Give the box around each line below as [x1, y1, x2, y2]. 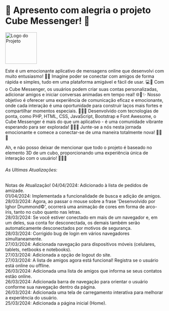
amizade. [5, 188, 24, 194]
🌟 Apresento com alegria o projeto [5, 5, 151, 16]
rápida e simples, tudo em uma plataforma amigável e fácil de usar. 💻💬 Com [5, 79, 164, 85]
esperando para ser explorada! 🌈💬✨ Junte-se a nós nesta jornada [5, 123, 141, 130]
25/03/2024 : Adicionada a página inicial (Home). [5, 300, 107, 306]
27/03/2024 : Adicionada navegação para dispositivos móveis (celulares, [5, 241, 156, 247]
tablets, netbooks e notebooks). [5, 246, 72, 253]
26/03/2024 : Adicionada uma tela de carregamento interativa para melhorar [5, 289, 163, 295]
